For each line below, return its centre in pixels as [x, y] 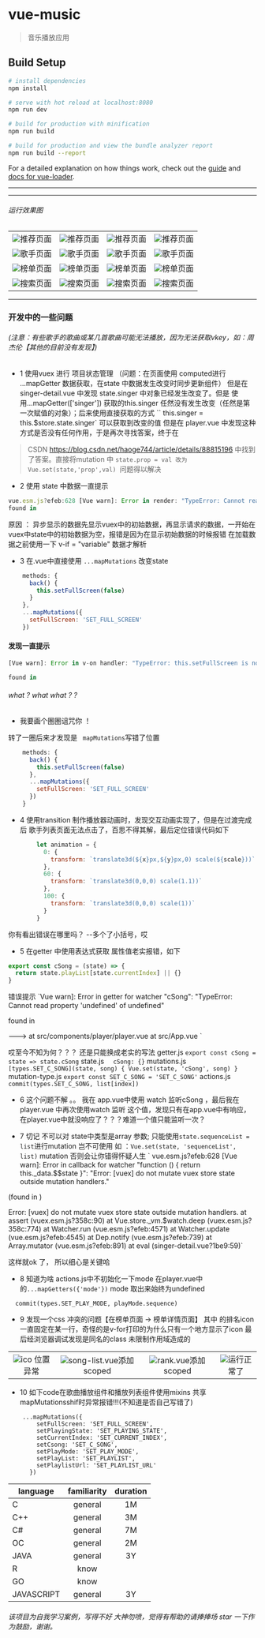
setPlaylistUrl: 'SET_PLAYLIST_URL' [97, 1466]
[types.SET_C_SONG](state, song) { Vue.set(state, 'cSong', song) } [123, 1069]
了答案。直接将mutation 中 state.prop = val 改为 [107, 459]
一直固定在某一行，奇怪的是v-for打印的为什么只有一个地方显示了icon [131, 1329]
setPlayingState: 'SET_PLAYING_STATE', [102, 1431]
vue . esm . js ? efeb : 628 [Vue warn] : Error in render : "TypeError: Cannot [127, 501]
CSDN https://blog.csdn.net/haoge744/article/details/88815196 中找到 [142, 450]
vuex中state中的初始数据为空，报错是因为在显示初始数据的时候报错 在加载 [129, 534]
